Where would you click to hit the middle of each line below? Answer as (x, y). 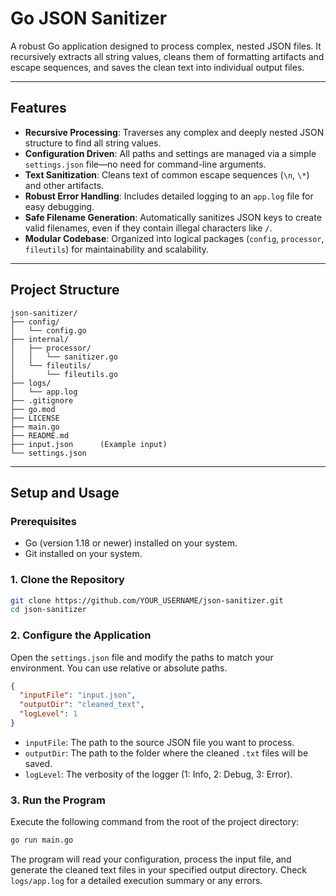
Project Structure (65, 290)
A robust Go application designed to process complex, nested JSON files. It (166, 46)
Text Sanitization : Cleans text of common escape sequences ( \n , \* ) (167, 174)
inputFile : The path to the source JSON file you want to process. (159, 742)
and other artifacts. (64, 185)
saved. (38, 763)
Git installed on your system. (83, 554)
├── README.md (40, 435)
